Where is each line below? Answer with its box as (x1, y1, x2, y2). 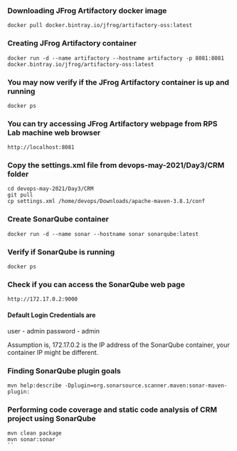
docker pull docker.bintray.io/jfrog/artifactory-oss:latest (7, 22, 193, 29)
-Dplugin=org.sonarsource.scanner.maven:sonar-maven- (64, 382, 228, 389)
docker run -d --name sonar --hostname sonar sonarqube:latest (7, 230, 199, 237)
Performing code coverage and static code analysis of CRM (7, 405, 217, 415)
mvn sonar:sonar (7, 436, 56, 443)
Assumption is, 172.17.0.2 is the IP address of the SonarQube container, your (7, 341, 230, 349)
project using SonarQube (7, 413, 96, 423)
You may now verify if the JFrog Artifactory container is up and (7, 77, 230, 87)
